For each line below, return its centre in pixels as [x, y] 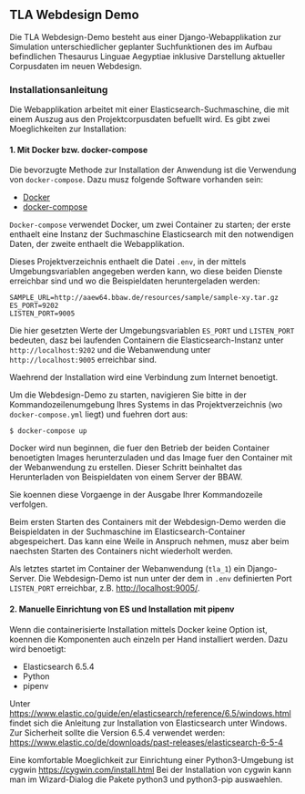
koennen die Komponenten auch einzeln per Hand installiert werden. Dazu [149, 639]
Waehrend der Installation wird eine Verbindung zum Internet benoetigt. [144, 377]
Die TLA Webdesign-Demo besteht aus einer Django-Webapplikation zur [146, 36]
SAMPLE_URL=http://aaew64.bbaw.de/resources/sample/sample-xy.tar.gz [144, 298]
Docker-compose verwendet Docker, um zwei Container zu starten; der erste [150, 225]
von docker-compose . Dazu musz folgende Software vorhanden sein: [137, 180]
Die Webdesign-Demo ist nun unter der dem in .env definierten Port [165, 579]
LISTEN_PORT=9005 [42, 314]
